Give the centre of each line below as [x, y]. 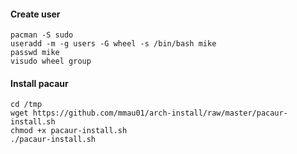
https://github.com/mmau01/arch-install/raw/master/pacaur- [160, 113]
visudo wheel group [51, 61]
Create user [35, 14]
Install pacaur [39, 83]
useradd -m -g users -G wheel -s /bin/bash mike [113, 44]
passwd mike [35, 53]
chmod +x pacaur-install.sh [69, 131]
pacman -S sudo [42, 35]
